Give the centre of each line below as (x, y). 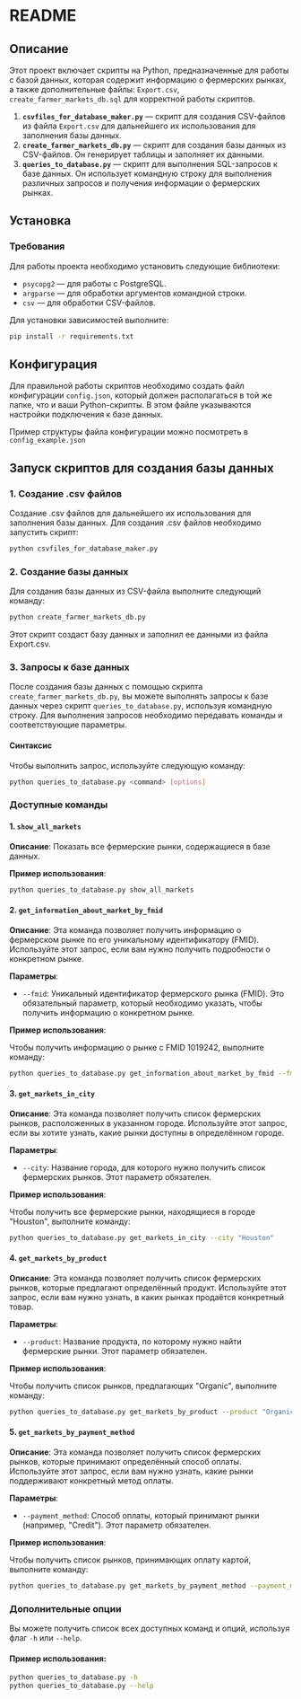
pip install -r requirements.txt (72, 336)
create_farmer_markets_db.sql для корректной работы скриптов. (132, 99)
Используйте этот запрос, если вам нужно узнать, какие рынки (131, 1471)
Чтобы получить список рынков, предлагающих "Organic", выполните (143, 1386)
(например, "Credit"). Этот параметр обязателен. (117, 1525)
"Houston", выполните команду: (70, 1221)
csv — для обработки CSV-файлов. (89, 303)
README (43, 16)
